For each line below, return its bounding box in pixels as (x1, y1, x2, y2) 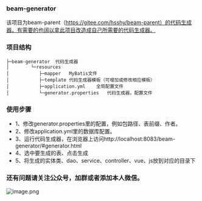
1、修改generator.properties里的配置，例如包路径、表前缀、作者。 (15, 120, 181, 127)
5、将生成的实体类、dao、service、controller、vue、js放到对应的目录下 (15, 157, 196, 164)
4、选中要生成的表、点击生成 (15, 149, 88, 157)
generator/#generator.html (15, 142, 82, 149)
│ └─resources (6, 64, 61, 70)
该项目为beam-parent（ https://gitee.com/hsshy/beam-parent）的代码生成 (6, 19, 192, 26)
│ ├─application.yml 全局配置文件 (6, 83, 124, 90)
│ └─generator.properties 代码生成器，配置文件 (6, 90, 153, 96)
